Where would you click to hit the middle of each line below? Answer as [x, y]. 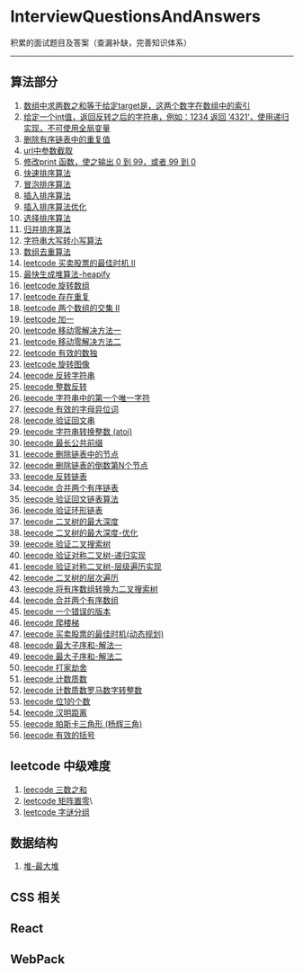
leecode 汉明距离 [55, 712]
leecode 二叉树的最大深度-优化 [80, 532]
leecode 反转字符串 [59, 375]
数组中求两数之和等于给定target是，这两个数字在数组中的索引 [137, 105]
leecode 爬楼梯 [51, 622]
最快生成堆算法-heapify [67, 274]
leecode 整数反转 [55, 386]
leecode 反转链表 [55, 476]
